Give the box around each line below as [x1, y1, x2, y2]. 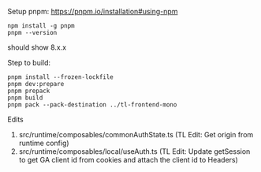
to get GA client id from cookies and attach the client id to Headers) [18, 155, 238, 164]
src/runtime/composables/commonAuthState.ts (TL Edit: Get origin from [18, 130, 254, 139]
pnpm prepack [7, 87, 50, 95]
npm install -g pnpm [7, 22, 76, 30]
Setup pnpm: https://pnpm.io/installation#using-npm [7, 7, 178, 16]
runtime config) [18, 138, 69, 148]
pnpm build [7, 94, 43, 102]
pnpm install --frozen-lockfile [7, 73, 114, 81]
